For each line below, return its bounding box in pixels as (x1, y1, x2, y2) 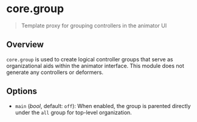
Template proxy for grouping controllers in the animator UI (21, 22, 167, 29)
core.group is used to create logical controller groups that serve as (6, 55, 173, 63)
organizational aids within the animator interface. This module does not (6, 62, 184, 69)
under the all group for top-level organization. (15, 109, 132, 116)
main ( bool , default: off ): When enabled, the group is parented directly (15, 102, 191, 109)
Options (6, 86, 38, 97)
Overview (6, 39, 44, 50)
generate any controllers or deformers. (6, 69, 103, 76)
